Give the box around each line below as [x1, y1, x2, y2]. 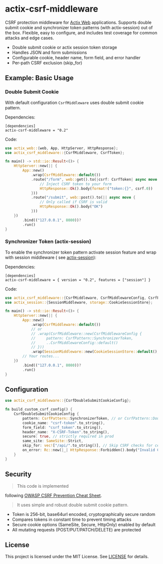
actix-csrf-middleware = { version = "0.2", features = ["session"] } [5, 277, 151, 282]
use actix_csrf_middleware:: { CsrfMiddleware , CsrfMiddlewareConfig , [5, 295, 147, 300]
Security [5, 470, 32, 479]
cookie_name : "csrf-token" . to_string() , [22, 420, 105, 426]
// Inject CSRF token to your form [39, 181, 112, 187]
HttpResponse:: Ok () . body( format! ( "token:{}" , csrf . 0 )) [39, 186, 153, 191]
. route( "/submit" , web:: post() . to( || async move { [31, 195, 136, 200]
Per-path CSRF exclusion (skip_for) [12, 60, 82, 66]
